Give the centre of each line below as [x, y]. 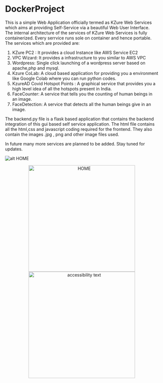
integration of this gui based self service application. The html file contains [80, 124]
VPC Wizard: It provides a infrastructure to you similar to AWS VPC [79, 57]
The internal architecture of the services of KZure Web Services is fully [76, 33]
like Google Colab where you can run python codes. [64, 78]
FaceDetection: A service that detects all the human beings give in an [81, 104]
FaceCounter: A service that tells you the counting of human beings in [82, 94]
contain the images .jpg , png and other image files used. [62, 134]
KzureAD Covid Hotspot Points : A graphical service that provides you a [84, 83]
